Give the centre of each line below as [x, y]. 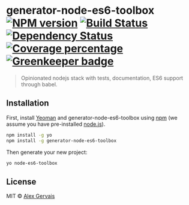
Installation [28, 103]
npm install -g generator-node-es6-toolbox [61, 141]
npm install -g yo [29, 135]
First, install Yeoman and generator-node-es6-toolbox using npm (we [92, 117]
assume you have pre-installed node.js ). [56, 124]
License [21, 181]
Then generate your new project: [47, 152]
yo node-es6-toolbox [32, 163]
